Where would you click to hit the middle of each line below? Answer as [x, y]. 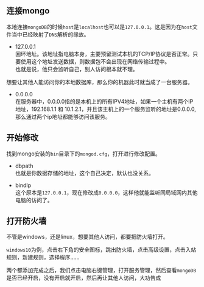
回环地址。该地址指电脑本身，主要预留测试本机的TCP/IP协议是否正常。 [104, 54]
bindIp [23, 185]
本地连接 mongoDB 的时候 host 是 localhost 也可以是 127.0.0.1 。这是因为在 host [100, 27]
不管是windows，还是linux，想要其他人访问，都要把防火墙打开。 [87, 237]
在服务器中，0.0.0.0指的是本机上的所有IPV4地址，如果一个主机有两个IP [104, 101]
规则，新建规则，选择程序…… [43, 257]
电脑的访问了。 [34, 200]
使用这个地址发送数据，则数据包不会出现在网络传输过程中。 [95, 61]
